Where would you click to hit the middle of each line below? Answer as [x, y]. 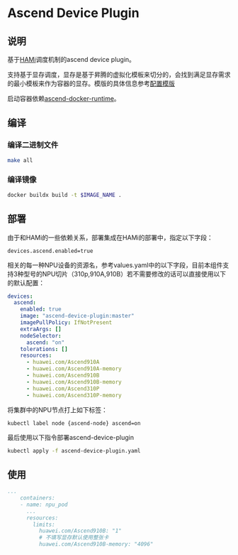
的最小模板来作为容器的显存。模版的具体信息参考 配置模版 [91, 83]
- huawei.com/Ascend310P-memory [74, 395]
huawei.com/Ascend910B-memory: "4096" [96, 544]
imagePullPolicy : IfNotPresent [66, 323]
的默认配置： [26, 283]
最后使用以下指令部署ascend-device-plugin [71, 437]
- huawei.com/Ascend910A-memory [74, 369]
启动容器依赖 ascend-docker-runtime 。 [64, 98]
